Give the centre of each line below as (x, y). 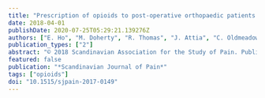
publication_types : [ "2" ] (50, 45)
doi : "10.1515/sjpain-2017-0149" (63, 81)
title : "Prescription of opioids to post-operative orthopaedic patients (132, 15)
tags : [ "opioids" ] (38, 74)
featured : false (35, 60)
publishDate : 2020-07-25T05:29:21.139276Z (79, 30)
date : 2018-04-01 (37, 23)
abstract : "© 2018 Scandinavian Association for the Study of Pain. (123, 52)
